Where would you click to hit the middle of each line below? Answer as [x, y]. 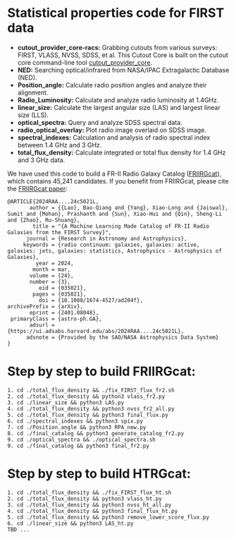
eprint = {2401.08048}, [64, 313]
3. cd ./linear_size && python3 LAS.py [66, 402]
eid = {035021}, [62, 288]
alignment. [33, 92]
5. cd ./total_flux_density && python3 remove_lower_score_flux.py [108, 517]
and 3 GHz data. [41, 159]
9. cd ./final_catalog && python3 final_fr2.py [79, 446]
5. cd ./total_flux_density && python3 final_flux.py [88, 415]
